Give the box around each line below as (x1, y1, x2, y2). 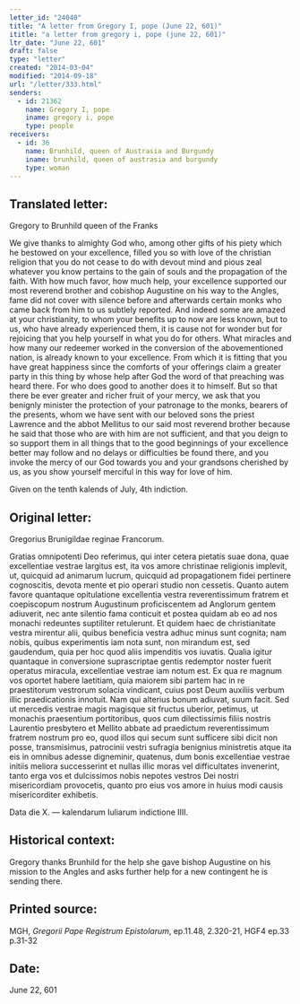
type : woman (25, 163, 70, 172)
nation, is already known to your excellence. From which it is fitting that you (9, 352, 287, 363)
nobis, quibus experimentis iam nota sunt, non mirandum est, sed (9, 637, 251, 647)
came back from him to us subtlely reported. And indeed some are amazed (9, 304, 286, 315)
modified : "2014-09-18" (9, 72, 99, 81)
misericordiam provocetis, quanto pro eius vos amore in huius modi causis (9, 780, 284, 790)
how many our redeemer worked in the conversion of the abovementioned (9, 343, 284, 354)
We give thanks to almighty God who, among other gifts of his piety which (9, 238, 282, 249)
